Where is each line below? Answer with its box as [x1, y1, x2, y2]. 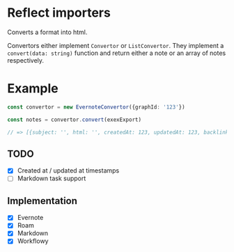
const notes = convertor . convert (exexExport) [7, 116, 141, 123]
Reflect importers [7, 5, 111, 21]
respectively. [7, 56, 44, 64]
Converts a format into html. [7, 28, 88, 36]
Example [7, 81, 58, 97]
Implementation [7, 195, 78, 207]
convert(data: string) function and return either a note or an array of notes [7, 49, 226, 57]
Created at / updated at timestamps [17, 166, 120, 175]
